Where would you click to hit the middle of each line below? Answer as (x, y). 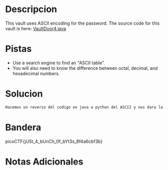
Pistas (18, 49)
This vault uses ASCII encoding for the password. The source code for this (82, 23)
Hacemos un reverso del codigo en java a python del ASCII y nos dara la (84, 107)
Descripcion (31, 9)
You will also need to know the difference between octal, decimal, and (85, 68)
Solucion (24, 94)
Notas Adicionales (44, 161)
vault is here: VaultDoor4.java (36, 28)
